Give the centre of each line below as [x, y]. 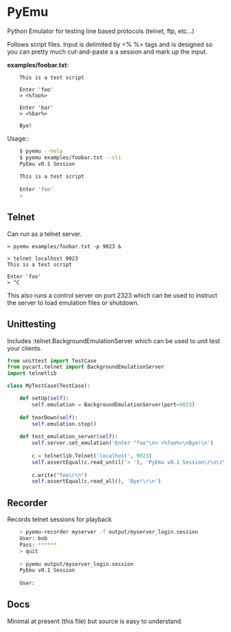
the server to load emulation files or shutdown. [73, 303]
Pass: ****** [38, 545]
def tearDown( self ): [49, 417]
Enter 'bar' [36, 107]
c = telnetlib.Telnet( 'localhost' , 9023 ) [92, 456]
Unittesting [32, 324]
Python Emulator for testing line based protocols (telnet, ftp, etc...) [101, 31]
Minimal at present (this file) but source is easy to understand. [95, 621]
